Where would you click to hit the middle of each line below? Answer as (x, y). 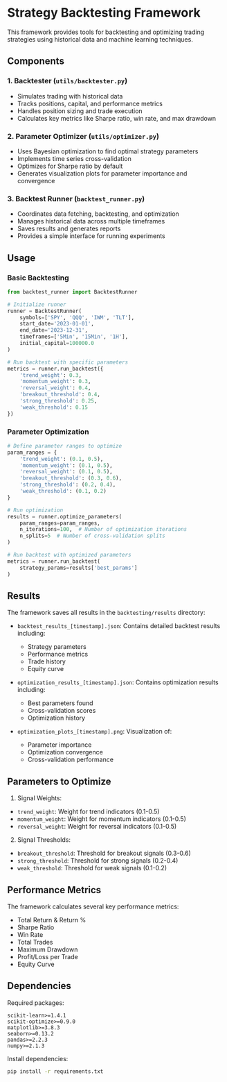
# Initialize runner (37, 304)
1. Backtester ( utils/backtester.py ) (67, 81)
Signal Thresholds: (44, 840)
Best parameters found (60, 703)
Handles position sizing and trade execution (80, 111)
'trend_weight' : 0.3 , (51, 375)
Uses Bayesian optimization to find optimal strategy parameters (108, 151)
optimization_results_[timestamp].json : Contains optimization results (118, 682)
